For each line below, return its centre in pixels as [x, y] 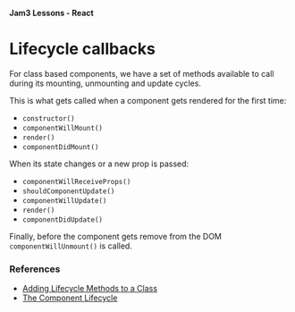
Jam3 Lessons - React [51, 13]
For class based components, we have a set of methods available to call [142, 73]
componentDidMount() [60, 147]
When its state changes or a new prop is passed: [99, 164]
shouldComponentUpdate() [68, 191]
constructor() [48, 118]
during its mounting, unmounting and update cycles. [105, 83]
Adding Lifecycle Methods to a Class [90, 289]
